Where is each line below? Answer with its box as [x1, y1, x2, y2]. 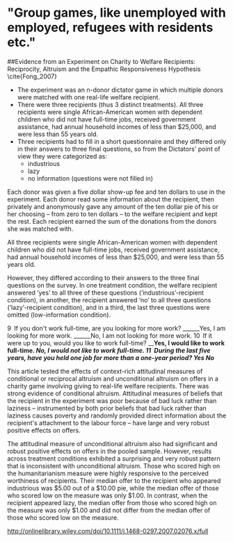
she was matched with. [7, 224, 74, 233]
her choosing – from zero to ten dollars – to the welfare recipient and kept [7, 210, 218, 218]
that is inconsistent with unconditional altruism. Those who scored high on [7, 461, 220, 470]
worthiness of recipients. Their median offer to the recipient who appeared [7, 476, 221, 484]
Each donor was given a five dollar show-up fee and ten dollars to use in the [7, 188, 226, 196]
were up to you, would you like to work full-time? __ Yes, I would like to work [7, 338, 225, 347]
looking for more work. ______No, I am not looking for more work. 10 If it [7, 331, 212, 340]
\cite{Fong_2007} [7, 72, 58, 81]
